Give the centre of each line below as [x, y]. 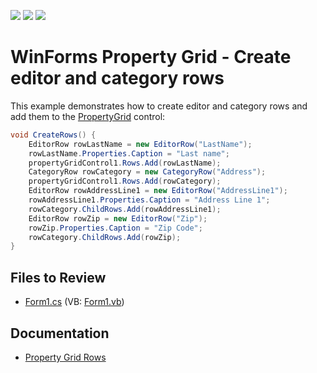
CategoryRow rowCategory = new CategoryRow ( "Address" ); [147, 172]
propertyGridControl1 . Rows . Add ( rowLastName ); [125, 163]
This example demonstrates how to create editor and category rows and [159, 106]
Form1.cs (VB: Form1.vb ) [74, 302]
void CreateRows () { [53, 135]
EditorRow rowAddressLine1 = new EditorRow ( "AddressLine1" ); [158, 191]
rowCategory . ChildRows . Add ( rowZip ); [105, 237]
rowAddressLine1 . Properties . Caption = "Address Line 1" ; [149, 200]
